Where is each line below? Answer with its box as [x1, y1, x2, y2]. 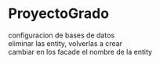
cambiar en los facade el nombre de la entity [8, 47, 153, 56]
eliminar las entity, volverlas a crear [8, 38, 123, 48]
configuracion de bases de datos [8, 30, 115, 40]
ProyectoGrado [8, 5, 110, 23]
